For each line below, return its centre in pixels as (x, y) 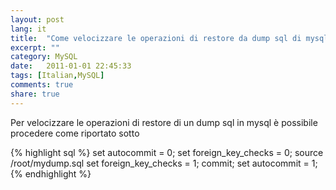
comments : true (42, 85)
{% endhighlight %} (51, 173)
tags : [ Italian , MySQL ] (57, 76)
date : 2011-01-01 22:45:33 (71, 66)
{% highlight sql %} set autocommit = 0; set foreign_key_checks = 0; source (167, 152)
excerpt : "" (35, 47)
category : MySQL (44, 57)
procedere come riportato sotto (75, 133)
